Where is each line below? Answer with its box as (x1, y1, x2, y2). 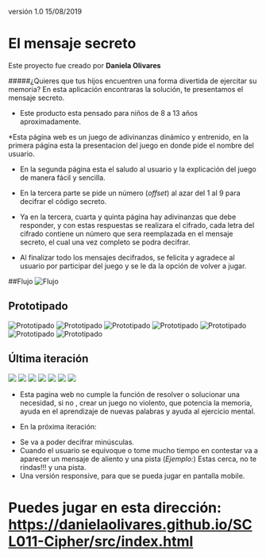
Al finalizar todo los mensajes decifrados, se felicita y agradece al (19, 252, 236, 262)
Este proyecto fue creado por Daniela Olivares (8, 60, 161, 70)
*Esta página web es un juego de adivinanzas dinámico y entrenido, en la (8, 132, 249, 141)
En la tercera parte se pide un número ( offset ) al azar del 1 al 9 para (19, 188, 241, 198)
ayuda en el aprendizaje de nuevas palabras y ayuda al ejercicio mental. (19, 406, 256, 416)
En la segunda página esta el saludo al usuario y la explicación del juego (19, 164, 256, 174)
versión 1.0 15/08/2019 (8, 7, 82, 16)
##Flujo (8, 276, 33, 286)
